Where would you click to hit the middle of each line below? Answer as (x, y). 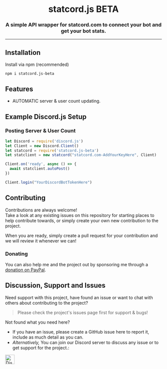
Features (19, 89)
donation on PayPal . (26, 270)
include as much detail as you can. (48, 337)
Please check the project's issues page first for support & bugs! (83, 312)
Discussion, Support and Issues (55, 285)
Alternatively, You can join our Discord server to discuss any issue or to (85, 342)
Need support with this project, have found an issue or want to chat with (79, 297)
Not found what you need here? (38, 322)
